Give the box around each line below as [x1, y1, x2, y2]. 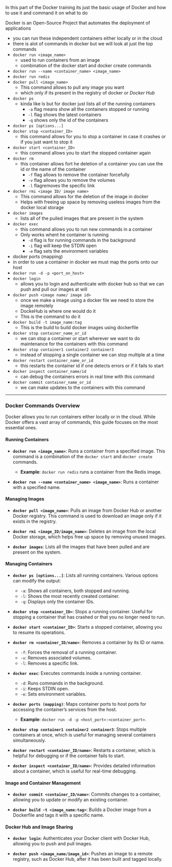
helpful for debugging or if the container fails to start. [12, 752, 125, 759]
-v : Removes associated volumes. [20, 654, 92, 661]
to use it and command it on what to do [5, 10, 88, 16]
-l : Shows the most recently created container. [20, 593, 120, 599]
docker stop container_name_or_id [12, 331, 87, 336]
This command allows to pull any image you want [20, 84, 124, 90]
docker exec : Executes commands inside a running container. [12, 670, 142, 676]
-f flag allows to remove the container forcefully [28, 172, 130, 178]
